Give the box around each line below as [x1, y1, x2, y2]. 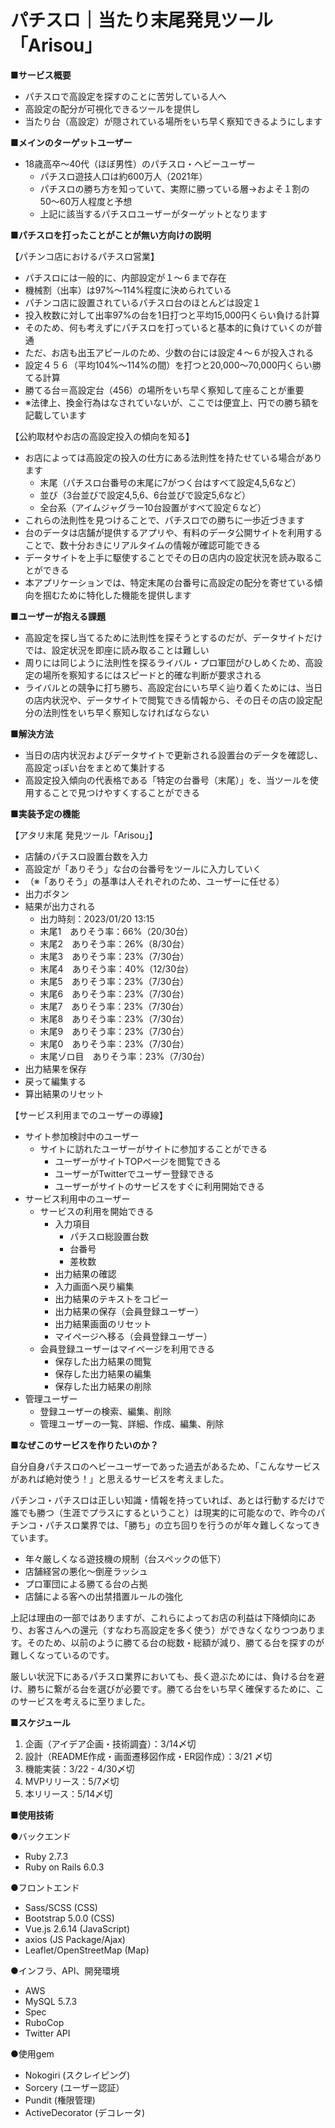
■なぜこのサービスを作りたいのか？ [10, 1439, 159, 1451]
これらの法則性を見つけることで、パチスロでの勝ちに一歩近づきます [24, 514, 305, 526]
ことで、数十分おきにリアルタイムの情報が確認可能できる [24, 539, 262, 551]
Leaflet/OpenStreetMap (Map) [24, 1944, 150, 1956]
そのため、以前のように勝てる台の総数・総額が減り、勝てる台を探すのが [26, 1636, 325, 1648]
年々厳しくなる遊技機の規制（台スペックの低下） [24, 1552, 227, 1565]
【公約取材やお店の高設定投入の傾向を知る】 [10, 430, 195, 442]
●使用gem [10, 2047, 55, 2060]
